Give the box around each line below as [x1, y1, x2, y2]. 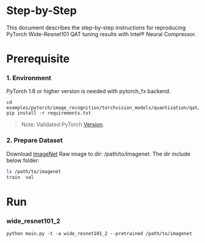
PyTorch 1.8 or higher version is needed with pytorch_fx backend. [6, 88, 171, 95]
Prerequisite [6, 52, 70, 66]
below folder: [6, 157, 40, 164]
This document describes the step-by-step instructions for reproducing [6, 24, 186, 31]
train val [6, 174, 34, 181]
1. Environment [6, 74, 52, 83]
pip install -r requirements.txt [6, 110, 92, 116]
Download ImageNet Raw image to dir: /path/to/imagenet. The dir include [6, 150, 190, 157]
